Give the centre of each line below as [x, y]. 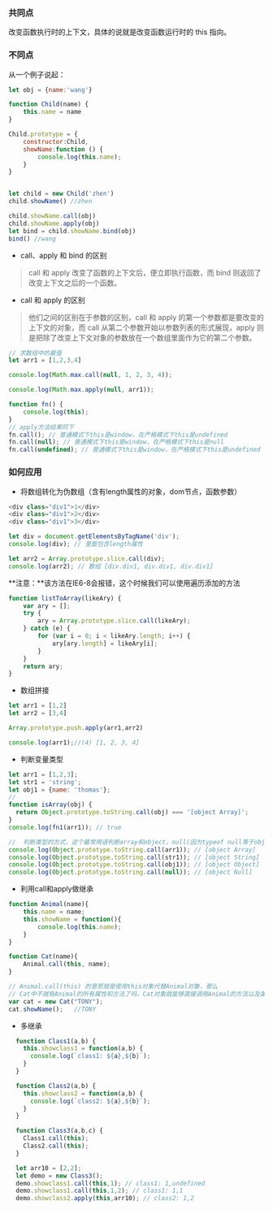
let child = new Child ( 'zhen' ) [61, 194]
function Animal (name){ [49, 904]
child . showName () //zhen [50, 202]
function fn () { [36, 405]
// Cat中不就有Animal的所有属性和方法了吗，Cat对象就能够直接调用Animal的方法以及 [134, 994]
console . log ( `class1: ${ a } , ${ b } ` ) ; [90, 1056]
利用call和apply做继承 [56, 889]
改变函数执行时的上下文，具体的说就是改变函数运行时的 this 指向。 [120, 32]
